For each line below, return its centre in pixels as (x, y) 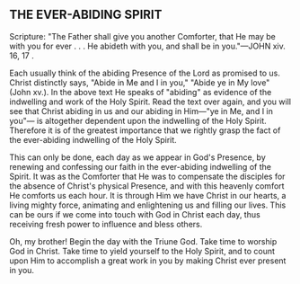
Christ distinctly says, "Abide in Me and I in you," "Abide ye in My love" (140, 82)
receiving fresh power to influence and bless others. (106, 224)
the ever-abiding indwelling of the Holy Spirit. (93, 139)
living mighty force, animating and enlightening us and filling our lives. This (148, 205)
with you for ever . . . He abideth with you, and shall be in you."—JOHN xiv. (147, 46)
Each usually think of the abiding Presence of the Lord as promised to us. (145, 73)
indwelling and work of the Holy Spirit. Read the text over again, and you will (150, 102)
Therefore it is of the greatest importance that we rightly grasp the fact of (145, 130)
